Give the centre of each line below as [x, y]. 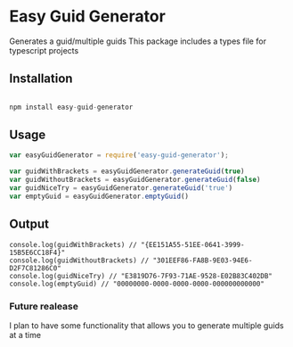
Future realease [44, 306]
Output [29, 224]
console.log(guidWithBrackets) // [73, 244]
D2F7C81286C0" [36, 268]
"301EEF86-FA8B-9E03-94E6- [203, 260]
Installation [41, 79]
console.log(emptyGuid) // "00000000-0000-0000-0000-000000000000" [137, 284]
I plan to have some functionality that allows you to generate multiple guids [146, 325]
